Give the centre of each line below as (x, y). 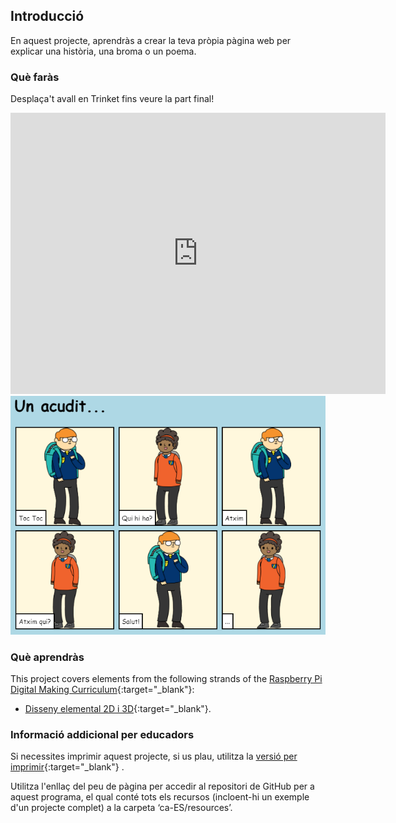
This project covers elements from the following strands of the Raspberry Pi (166, 678)
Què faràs (35, 77)
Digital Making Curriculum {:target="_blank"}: (102, 689)
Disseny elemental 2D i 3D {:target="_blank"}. (118, 708)
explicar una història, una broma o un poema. (103, 51)
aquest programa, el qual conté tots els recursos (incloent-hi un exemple (160, 797)
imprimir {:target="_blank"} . (67, 767)
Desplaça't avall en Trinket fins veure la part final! (112, 99)
